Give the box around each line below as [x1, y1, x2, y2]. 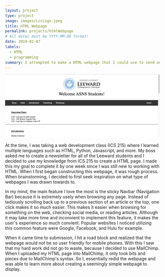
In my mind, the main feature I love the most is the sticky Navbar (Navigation [5, 189, 160, 195]
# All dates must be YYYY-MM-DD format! [5, 34, 89, 39]
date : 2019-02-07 [5, 39, 41, 44]
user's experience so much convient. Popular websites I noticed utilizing [5, 220, 152, 226]
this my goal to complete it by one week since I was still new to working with [5, 163, 160, 170]
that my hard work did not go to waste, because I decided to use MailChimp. [5, 245, 160, 251]
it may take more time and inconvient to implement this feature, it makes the [5, 215, 159, 221]
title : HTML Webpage [5, 24, 48, 29]
